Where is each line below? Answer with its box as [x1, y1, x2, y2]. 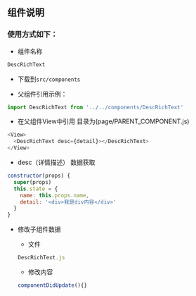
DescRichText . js [17, 254, 65, 261]
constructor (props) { [7, 172, 71, 180]
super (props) [13, 178, 52, 185]
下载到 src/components [17, 75, 81, 83]
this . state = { [13, 185, 58, 192]
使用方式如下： [7, 30, 58, 39]
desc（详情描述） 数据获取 [17, 158, 96, 167]
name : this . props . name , [20, 192, 90, 199]
